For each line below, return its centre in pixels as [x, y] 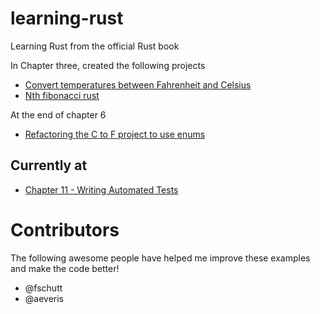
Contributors [65, 229]
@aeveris [44, 298]
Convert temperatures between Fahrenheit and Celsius [138, 84]
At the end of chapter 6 [58, 114]
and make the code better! [65, 268]
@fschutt [43, 288]
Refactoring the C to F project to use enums [115, 134]
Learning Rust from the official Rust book [95, 46]
